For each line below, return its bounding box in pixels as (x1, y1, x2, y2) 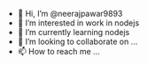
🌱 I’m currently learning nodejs (17, 27, 130, 37)
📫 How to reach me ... (17, 47, 100, 56)
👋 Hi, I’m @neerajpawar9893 (17, 9, 123, 18)
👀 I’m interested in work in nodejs (17, 18, 140, 28)
